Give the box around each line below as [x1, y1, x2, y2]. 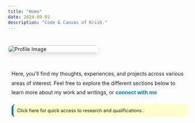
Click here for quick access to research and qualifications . [17, 107, 145, 114]
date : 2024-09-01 [8, 14, 50, 20]
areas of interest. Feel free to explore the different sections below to [11, 80, 176, 87]
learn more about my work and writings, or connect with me [11, 88, 158, 95]
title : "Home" [8, 8, 43, 15]
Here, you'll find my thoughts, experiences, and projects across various [11, 70, 184, 77]
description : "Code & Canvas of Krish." [8, 19, 108, 25]
